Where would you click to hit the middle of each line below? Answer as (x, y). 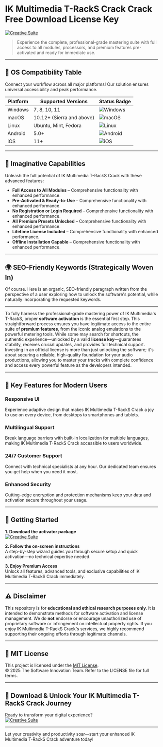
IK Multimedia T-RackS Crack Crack (79, 9)
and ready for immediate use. (66, 53)
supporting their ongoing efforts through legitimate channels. (66, 634)
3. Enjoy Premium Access (31, 566)
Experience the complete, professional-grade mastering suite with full (87, 42)
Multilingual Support (30, 427)
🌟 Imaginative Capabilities (45, 164)
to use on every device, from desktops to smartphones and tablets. (72, 415)
